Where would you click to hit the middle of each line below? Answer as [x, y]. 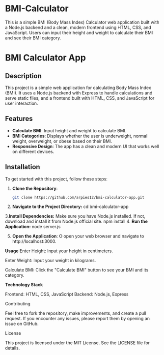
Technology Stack [24, 285]
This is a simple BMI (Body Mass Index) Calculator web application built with [82, 22]
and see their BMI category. [33, 38]
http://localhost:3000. [34, 241]
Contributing [18, 304]
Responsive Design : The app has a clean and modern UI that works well [85, 146]
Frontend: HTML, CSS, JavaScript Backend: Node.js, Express [67, 294]
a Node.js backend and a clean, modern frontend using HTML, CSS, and [78, 27]
